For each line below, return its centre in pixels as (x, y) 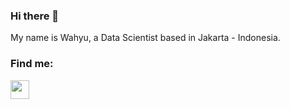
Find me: (32, 64)
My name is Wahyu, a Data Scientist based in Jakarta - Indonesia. (145, 38)
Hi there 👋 (35, 16)
